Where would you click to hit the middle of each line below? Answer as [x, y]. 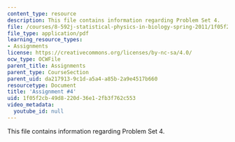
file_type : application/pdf [48, 33]
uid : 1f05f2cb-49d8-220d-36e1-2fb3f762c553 [72, 99]
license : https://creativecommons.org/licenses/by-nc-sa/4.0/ [100, 53]
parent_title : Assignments [47, 66]
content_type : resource [42, 14]
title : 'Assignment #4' [42, 92]
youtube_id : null [39, 111]
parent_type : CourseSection [48, 72]
